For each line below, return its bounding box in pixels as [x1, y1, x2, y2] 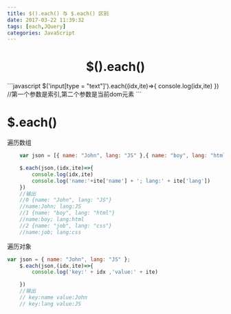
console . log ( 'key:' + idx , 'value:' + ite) [32, 268, 158, 276]
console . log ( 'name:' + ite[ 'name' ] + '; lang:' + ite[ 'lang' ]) [32, 177, 211, 184]
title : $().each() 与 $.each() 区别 [7, 10, 109, 17]
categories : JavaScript [7, 29, 76, 37]
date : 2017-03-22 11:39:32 [7, 17, 85, 23]
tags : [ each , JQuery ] [7, 23, 67, 30]
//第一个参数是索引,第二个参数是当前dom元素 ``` [7, 90, 142, 99]
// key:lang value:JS [19, 300, 81, 307]
